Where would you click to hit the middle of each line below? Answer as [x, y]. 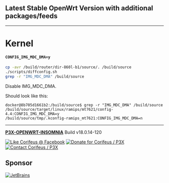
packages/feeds [31, 16]
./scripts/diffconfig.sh [31, 72]
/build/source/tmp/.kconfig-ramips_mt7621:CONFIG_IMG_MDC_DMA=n [74, 118]
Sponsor [19, 163]
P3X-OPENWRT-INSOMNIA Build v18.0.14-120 [54, 132]
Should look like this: [27, 96]
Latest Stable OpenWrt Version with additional [79, 8]
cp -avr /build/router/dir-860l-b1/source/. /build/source [68, 67]
